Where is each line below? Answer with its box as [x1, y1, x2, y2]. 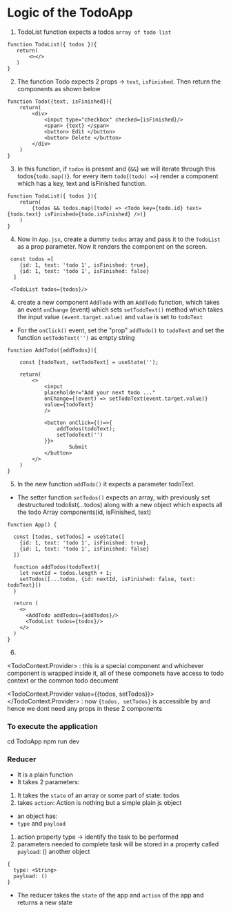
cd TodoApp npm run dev [7, 737, 80, 745]
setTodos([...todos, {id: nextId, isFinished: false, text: [19, 576, 196, 582]
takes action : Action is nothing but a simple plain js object [17, 798, 182, 806]
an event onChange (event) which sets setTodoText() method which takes [17, 305, 223, 314]
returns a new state [17, 898, 72, 906]
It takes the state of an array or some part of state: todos [17, 791, 180, 799]
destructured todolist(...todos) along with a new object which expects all [17, 500, 223, 509]
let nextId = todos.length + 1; [19, 569, 112, 576]
